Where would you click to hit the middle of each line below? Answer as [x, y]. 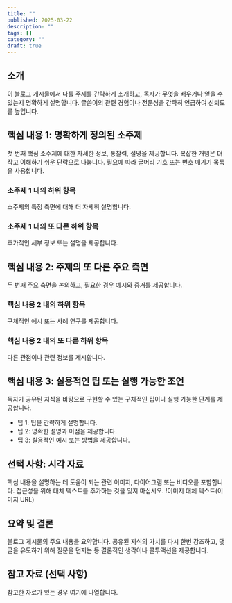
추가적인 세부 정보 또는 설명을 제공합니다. [63, 243]
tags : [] [20, 33]
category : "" [26, 40]
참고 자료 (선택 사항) [47, 574]
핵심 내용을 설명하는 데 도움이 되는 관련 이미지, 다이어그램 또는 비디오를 [103, 482]
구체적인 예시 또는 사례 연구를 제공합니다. [63, 321]
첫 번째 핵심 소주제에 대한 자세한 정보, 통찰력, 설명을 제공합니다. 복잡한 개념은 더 [115, 153]
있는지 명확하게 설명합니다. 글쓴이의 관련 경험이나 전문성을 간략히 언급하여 [107, 102]
